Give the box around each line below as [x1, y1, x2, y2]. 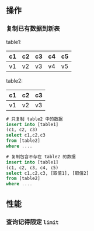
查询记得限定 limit [6, 218, 59, 226]
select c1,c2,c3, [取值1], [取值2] [6, 170, 89, 176]
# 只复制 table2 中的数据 [6, 116, 63, 122]
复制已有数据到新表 [6, 25, 60, 33]
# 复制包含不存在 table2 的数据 [6, 154, 76, 159]
